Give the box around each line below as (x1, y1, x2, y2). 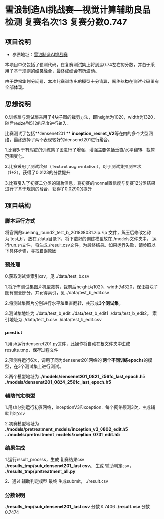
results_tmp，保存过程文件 (5, 347, 59, 353)
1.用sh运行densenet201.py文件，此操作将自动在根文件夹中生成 (5, 341, 131, 347)
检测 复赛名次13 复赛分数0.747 (5, 17, 127, 28)
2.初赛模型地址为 (5, 421, 39, 427)
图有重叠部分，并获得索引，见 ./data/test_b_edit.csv (5, 290, 110, 295)
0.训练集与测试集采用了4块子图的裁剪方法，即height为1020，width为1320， (5, 114, 158, 120)
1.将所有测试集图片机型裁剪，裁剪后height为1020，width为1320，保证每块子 (5, 284, 159, 290)
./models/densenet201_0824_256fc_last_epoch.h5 (5, 379, 111, 385)
